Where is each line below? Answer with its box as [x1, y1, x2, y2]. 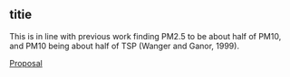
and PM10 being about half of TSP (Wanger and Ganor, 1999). [9, 40, 240, 51]
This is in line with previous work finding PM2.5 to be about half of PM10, [9, 30, 282, 41]
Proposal [9, 57, 43, 68]
